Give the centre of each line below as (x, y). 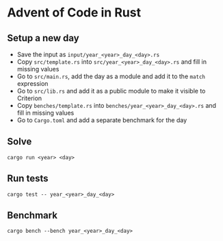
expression (32, 83)
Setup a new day (43, 38)
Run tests (28, 179)
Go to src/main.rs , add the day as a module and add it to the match (111, 76)
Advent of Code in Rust (74, 13)
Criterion (29, 98)
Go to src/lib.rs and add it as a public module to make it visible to (111, 91)
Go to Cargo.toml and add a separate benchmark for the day (102, 120)
